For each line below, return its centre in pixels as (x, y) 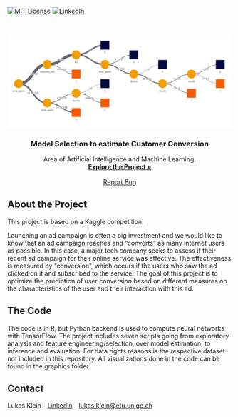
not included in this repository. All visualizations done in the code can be (114, 358)
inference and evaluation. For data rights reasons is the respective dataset (117, 351)
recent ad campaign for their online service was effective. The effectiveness (119, 258)
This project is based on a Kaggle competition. (76, 221)
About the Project (47, 205)
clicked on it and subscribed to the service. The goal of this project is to (113, 273)
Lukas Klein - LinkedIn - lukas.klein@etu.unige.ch (80, 406)
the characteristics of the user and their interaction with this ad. (100, 288)
